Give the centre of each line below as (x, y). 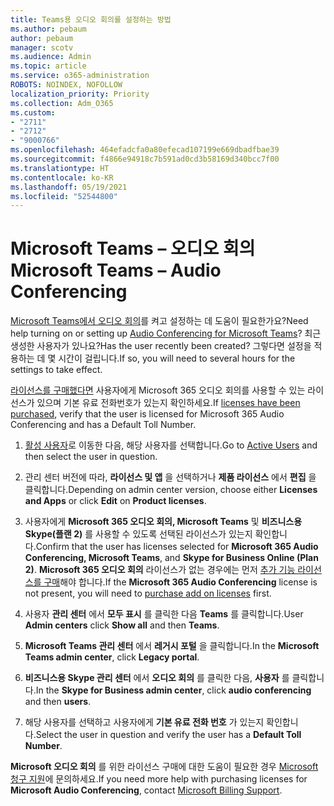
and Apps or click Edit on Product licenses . (115, 501)
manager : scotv (42, 47)
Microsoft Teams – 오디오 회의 (133, 248)
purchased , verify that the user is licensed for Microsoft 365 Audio (147, 414)
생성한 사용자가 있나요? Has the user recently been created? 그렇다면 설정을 (161, 346)
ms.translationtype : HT (60, 168)
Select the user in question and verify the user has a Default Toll (168, 735)
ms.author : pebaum (48, 29)
